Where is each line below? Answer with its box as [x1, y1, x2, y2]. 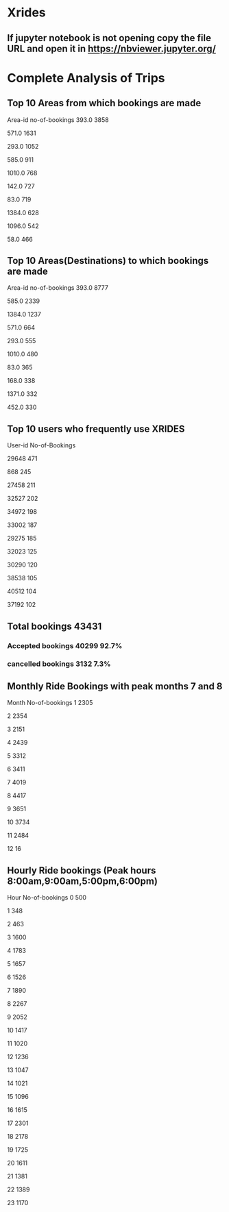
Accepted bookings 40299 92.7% [7, 641, 123, 650]
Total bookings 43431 [7, 620, 102, 632]
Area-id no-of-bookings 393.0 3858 [7, 115, 109, 124]
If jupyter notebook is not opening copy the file [7, 32, 211, 44]
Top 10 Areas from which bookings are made [7, 97, 202, 109]
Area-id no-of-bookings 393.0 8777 [7, 284, 108, 292]
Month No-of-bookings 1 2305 [7, 699, 93, 707]
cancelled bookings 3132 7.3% [7, 659, 111, 669]
